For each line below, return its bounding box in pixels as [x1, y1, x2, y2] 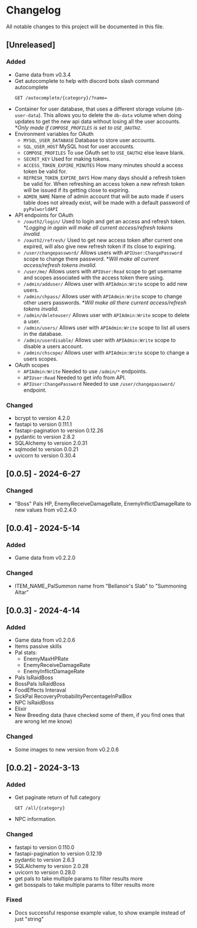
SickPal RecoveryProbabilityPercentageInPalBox [14, 693, 132, 700]
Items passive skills [14, 643, 62, 650]
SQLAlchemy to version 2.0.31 [14, 439, 88, 446]
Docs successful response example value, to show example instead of [14, 909, 185, 916]
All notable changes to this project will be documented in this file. [6, 23, 165, 30]
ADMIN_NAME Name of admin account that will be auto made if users [23, 192, 184, 200]
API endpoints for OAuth [14, 211, 74, 218]
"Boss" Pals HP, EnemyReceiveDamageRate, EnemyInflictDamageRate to [14, 500, 192, 507]
